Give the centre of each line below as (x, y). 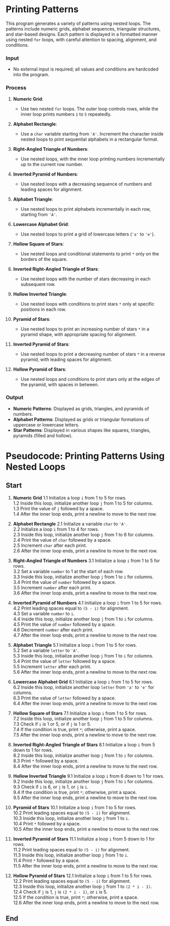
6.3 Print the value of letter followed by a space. (64, 698)
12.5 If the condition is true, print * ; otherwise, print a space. (76, 897)
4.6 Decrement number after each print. (53, 630)
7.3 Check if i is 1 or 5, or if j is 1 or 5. (52, 724)
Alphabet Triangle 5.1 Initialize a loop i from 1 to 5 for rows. (75, 645)
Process (16, 88)
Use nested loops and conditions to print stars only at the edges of (90, 379)
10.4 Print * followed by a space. (47, 823)
